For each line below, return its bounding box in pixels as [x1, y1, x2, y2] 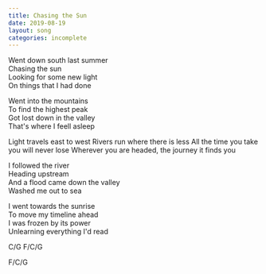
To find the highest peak [8, 105, 88, 114]
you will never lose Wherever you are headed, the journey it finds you [8, 145, 237, 155]
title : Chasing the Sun [8, 11, 88, 20]
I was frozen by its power [8, 218, 92, 228]
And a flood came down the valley [8, 178, 121, 187]
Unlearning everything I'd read [8, 227, 109, 237]
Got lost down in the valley [8, 113, 96, 123]
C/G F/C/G [8, 242, 43, 252]
